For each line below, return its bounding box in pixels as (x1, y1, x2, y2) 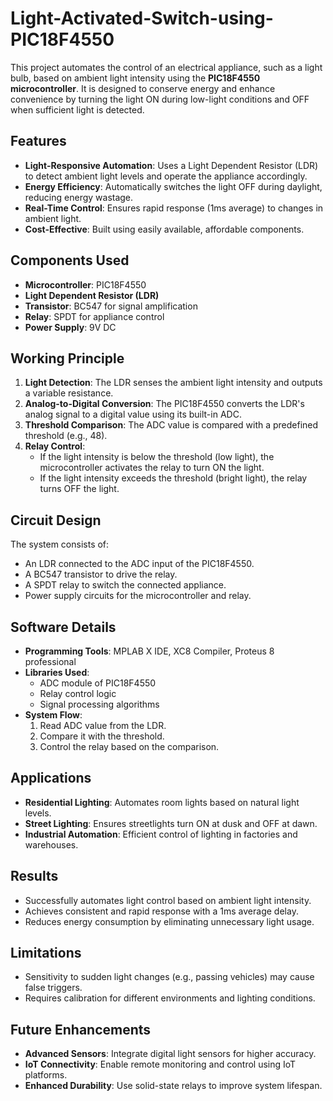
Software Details (10, 618, 117, 636)
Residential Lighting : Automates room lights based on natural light (24, 796, 300, 808)
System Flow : (24, 709, 83, 721)
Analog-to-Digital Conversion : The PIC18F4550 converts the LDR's (24, 398, 305, 410)
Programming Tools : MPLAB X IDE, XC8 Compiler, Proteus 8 (24, 645, 275, 657)
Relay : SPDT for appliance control (24, 310, 165, 322)
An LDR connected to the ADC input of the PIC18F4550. (24, 558, 255, 570)
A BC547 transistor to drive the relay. (24, 568, 178, 581)
